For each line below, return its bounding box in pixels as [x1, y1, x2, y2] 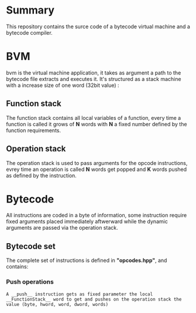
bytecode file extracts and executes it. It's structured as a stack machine [6, 75, 181, 82]
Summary [6, 4, 54, 17]
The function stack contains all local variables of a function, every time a [6, 114, 181, 121]
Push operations [6, 278, 54, 286]
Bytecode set [6, 241, 56, 251]
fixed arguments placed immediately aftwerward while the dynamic [6, 218, 168, 225]
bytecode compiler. [6, 29, 53, 36]
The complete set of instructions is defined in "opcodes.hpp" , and [6, 257, 167, 264]
